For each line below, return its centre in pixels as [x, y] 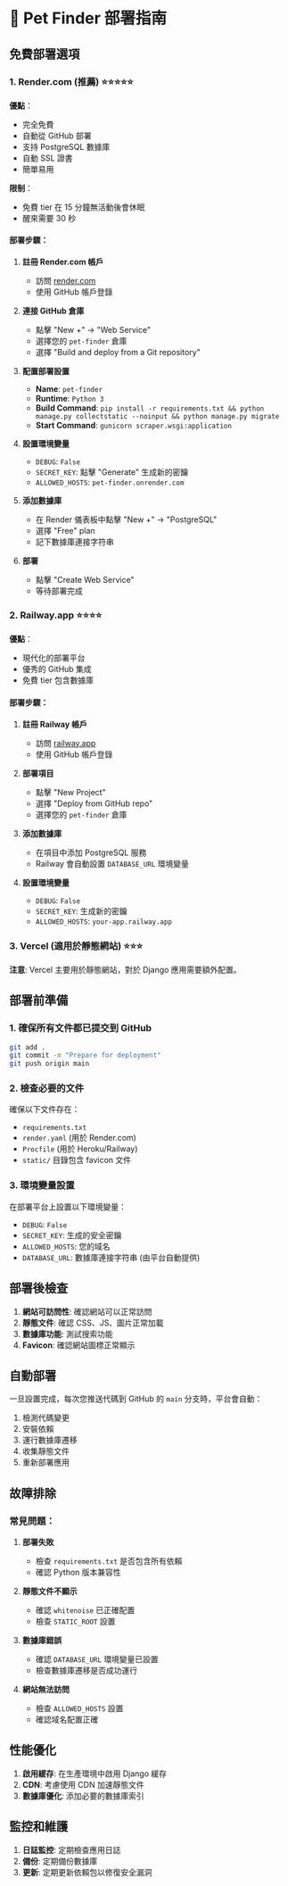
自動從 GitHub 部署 [57, 136]
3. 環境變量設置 [42, 1185]
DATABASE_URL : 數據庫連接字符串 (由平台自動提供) [111, 1257]
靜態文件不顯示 [49, 1591]
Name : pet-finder [69, 389]
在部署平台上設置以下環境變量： [68, 1207]
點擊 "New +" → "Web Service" [93, 330]
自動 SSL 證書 [47, 158]
